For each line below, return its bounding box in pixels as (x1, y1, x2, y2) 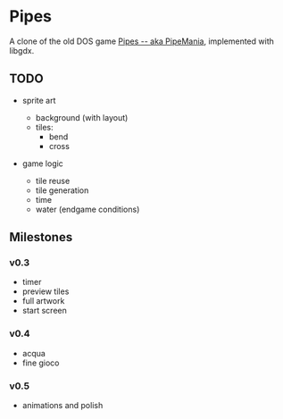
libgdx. (9, 45, 35, 55)
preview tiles (21, 286, 70, 297)
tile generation (35, 185, 89, 196)
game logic (21, 158, 64, 169)
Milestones (9, 230, 73, 245)
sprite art (21, 95, 56, 105)
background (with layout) (35, 112, 129, 122)
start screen (21, 306, 67, 316)
